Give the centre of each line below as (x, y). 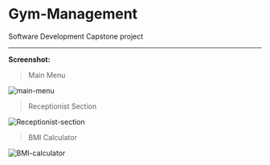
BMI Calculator (53, 137)
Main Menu (47, 75)
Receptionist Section (62, 106)
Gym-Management (73, 14)
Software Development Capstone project (76, 36)
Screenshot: (29, 59)
